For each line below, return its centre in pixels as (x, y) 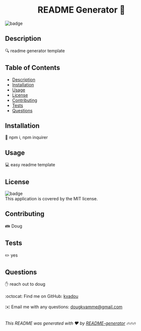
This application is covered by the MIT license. (51, 199)
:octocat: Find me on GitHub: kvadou (42, 296)
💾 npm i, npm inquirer (26, 138)
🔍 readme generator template (35, 51)
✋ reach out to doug (25, 284)
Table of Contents (33, 68)
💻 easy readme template (30, 165)
